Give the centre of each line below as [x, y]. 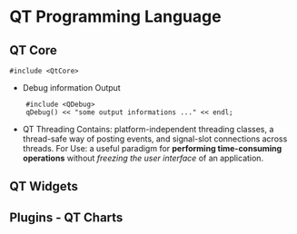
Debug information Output [71, 88]
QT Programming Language [115, 17]
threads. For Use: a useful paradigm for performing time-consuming [152, 148]
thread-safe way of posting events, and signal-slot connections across [155, 139]
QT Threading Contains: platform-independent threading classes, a [148, 129]
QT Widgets [44, 186]
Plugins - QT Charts [66, 217]
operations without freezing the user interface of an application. [143, 158]
